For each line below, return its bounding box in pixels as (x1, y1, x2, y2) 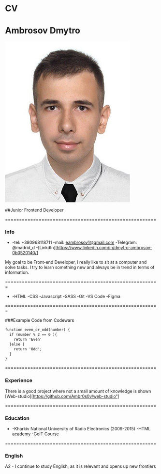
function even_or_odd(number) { (5, 328, 70, 332)
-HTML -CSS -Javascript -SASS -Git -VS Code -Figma (12, 294, 121, 300)
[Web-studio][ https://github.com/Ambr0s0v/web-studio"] (5, 393, 119, 399)
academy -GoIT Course (12, 431, 59, 437)
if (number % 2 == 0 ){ (9, 332, 57, 337)
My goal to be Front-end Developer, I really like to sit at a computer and (5, 259, 147, 265)
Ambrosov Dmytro (5, 25, 81, 36)
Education (5, 415, 30, 422)
